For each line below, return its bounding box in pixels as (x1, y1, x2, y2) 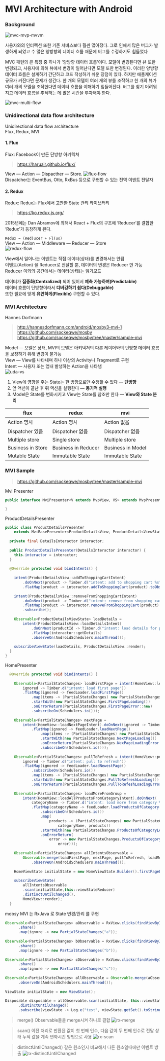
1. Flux (5, 140, 19, 146)
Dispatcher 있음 (7, 428, 43, 435)
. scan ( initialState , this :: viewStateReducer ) (23, 887, 115, 892)
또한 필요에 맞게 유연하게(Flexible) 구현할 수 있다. (5, 291, 101, 297)
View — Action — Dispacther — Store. (5, 171, 82, 177)
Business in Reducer (52, 444, 100, 451)
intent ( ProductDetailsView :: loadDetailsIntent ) (23, 621, 122, 626)
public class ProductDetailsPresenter (5, 525, 84, 530)
